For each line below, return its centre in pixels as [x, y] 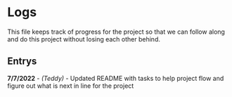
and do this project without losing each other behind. [84, 39]
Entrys [22, 62]
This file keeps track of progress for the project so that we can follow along [116, 32]
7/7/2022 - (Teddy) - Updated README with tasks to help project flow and [116, 78]
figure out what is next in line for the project [71, 86]
